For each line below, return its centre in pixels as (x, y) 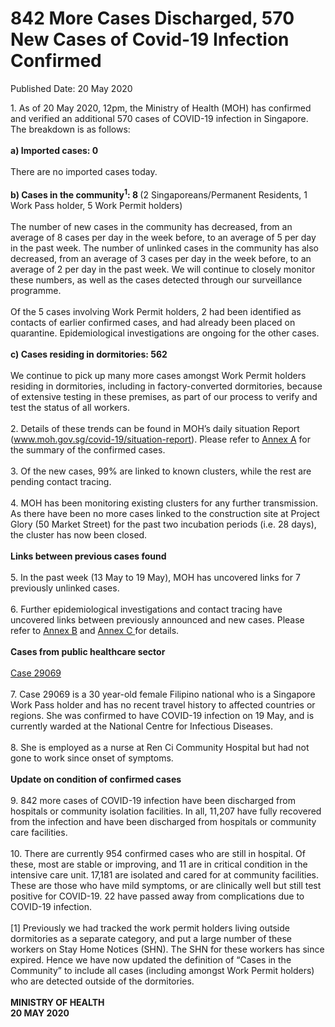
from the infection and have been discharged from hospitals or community (163, 821)
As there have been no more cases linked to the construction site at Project (165, 513)
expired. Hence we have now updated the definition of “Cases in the (151, 959)
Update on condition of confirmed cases (96, 779)
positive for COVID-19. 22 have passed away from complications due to (157, 896)
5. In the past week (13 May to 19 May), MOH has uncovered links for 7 (155, 577)
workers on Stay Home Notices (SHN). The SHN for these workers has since (167, 949)
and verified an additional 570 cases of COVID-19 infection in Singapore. (159, 118)
